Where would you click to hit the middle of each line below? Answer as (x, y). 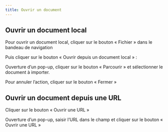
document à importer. (28, 72)
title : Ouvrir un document (33, 10)
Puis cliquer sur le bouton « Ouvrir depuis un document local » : (71, 57)
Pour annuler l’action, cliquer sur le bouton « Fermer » (61, 82)
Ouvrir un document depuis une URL (63, 98)
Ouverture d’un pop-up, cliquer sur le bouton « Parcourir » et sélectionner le (84, 67)
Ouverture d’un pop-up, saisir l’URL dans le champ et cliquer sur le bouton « (84, 120)
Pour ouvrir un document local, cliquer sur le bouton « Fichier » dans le (79, 42)
